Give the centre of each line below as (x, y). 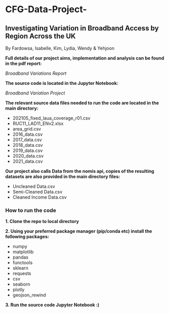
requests (22, 273)
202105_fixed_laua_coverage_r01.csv (51, 118)
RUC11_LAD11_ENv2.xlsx (38, 123)
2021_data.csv (28, 161)
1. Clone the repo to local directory (42, 222)
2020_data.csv (28, 156)
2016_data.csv (28, 134)
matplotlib (23, 252)
